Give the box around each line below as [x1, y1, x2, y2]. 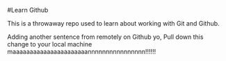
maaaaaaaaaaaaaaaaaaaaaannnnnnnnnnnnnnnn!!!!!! [7, 48, 156, 55]
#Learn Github [7, 6, 49, 14]
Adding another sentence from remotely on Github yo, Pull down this [7, 33, 204, 41]
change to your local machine [7, 40, 92, 48]
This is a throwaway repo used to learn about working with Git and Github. [7, 19, 220, 27]
